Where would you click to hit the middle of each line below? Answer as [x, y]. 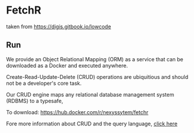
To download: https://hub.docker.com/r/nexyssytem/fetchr [77, 112]
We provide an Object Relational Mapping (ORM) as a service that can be [95, 59]
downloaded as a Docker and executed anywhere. [67, 65]
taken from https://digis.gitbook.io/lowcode [59, 26]
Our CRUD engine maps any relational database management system [90, 94]
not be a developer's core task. [44, 83]
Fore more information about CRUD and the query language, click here [92, 124]
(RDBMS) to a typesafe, [35, 101]
